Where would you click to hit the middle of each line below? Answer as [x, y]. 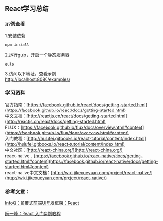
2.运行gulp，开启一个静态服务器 [37, 55]
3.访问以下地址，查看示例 [31, 74]
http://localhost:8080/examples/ [38, 79]
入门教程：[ [17, 138]
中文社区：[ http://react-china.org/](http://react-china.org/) [64, 150]
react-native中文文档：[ [29, 172]
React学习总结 [27, 9]
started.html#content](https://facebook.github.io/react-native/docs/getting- [81, 161]
